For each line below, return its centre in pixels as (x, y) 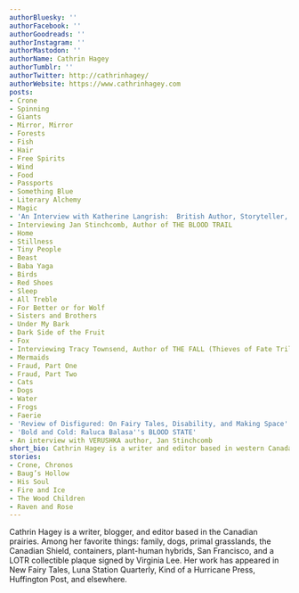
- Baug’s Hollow (39, 474)
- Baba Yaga (31, 267)
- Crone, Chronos (41, 465)
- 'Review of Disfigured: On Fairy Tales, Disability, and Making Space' (149, 424)
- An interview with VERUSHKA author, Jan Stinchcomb (111, 441)
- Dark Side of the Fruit (57, 333)
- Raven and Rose (41, 507)
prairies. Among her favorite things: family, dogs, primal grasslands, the (140, 541)
